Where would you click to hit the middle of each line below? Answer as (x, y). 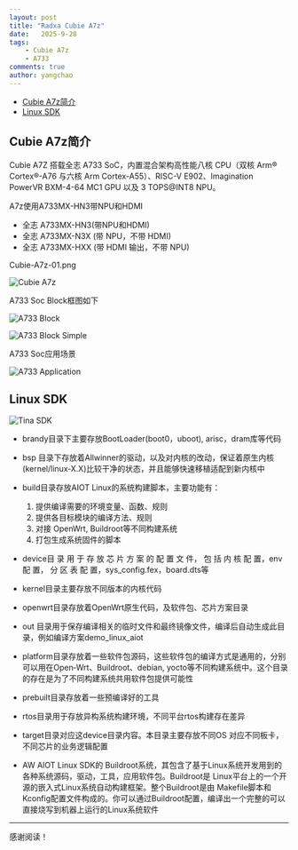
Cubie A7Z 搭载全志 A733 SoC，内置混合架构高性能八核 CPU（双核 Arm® (143, 164)
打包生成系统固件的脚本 (78, 540)
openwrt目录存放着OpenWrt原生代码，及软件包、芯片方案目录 (135, 608)
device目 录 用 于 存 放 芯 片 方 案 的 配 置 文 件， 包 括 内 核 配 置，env (152, 559)
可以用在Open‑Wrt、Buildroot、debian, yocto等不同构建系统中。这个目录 (155, 668)
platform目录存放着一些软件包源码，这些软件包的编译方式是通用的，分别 (154, 656)
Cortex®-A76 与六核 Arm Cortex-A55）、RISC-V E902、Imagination (131, 176)
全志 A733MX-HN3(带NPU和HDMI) (86, 225)
